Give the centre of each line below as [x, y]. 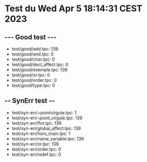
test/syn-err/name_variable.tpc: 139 [48, 138]
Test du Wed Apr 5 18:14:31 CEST [74, 9]
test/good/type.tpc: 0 [33, 85]
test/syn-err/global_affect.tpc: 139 [46, 128]
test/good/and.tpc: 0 [33, 54]
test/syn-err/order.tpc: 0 [36, 149]
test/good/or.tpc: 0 [31, 75]
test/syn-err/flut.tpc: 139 [37, 123]
